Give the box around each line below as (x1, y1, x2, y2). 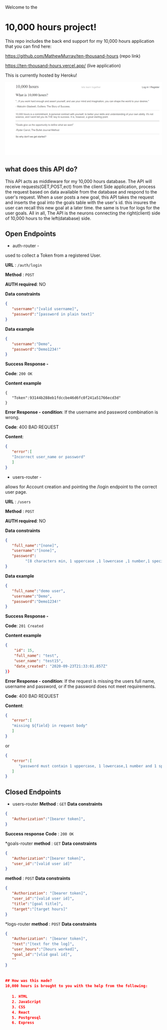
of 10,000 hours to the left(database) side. (5, 215, 91, 221)
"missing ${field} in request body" (11, 723, 88, 728)
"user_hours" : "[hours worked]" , (11, 947, 79, 952)
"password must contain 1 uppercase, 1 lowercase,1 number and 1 (18, 763, 157, 768)
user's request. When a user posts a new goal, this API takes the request (5, 194, 154, 200)
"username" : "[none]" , (11, 548, 57, 553)
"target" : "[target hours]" (11, 907, 68, 912)
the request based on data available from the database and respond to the (5, 189, 158, 195)
